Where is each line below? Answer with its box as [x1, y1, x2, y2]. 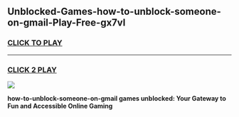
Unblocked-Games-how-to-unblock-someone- [7, 6, 222, 18]
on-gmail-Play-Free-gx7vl [7, 17, 126, 29]
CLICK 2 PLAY [7, 65, 57, 74]
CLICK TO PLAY [7, 38, 63, 48]
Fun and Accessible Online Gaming [7, 101, 113, 110]
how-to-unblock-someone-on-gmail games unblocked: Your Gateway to [7, 94, 226, 102]
